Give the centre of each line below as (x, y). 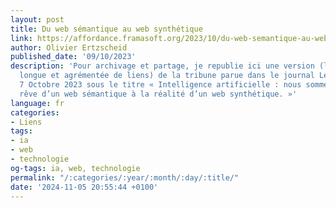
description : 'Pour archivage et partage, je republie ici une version (162, 66)
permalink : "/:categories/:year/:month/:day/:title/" (125, 177)
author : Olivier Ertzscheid (69, 47)
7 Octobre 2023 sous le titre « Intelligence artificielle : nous (160, 85)
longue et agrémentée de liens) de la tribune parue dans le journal (167, 76)
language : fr (37, 103)
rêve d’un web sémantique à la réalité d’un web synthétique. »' (158, 94)
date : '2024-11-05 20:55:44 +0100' (84, 187)
